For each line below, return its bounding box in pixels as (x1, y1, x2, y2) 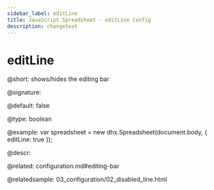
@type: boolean (7, 115, 53, 123)
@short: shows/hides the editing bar (7, 75, 109, 83)
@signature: (7, 88, 42, 97)
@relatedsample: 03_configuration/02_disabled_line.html (7, 176, 168, 184)
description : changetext (7, 23, 78, 29)
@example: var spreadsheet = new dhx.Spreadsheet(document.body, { (7, 128, 207, 136)
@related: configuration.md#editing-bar (7, 162, 120, 170)
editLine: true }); (7, 135, 53, 144)
